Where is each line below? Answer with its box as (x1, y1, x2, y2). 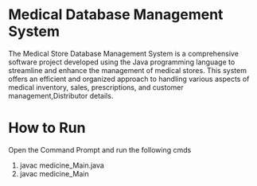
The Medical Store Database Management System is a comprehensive (8, 48, 239, 58)
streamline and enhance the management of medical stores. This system (8, 65, 247, 75)
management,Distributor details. (8, 91, 114, 100)
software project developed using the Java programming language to (8, 57, 236, 67)
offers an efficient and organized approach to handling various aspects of (8, 74, 250, 83)
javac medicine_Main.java (19, 161, 105, 170)
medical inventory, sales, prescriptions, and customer (8, 82, 185, 92)
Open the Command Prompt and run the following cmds (8, 145, 192, 154)
